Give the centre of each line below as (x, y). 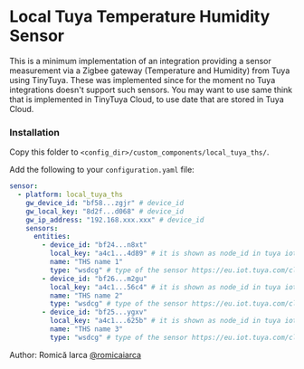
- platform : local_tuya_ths (71, 195)
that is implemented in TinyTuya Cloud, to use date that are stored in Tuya (147, 99)
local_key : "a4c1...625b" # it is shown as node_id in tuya (165, 321)
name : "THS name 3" (86, 329)
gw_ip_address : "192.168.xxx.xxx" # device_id (115, 220)
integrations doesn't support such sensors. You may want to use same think (151, 90)
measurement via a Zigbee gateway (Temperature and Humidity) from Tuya (150, 71)
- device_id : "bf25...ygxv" (95, 312)
